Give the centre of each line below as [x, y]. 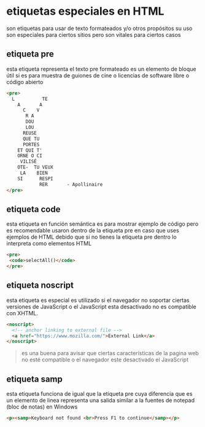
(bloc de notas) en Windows [42, 407]
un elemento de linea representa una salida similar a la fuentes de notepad [101, 401]
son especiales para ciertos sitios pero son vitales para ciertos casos [94, 34]
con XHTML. [22, 313]
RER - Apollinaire [71, 184]
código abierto [25, 82]
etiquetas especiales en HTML [85, 11]
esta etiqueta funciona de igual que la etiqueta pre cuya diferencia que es [99, 394]
